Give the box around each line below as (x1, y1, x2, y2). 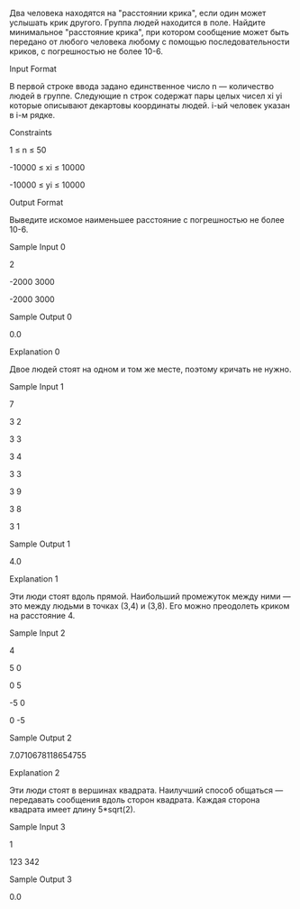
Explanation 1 (9, 574, 59, 584)
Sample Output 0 (9, 311, 72, 322)
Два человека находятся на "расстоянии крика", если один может (9, 8, 267, 18)
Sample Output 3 (9, 874, 72, 885)
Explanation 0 (9, 346, 60, 357)
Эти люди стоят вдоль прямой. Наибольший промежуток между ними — (9, 591, 291, 601)
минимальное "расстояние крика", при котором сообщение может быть (9, 27, 290, 37)
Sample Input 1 (9, 381, 65, 391)
